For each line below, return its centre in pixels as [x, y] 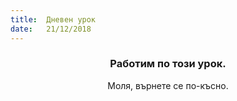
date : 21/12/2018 [51, 29]
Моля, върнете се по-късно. [168, 85]
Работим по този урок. [168, 64]
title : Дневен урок [53, 19]
